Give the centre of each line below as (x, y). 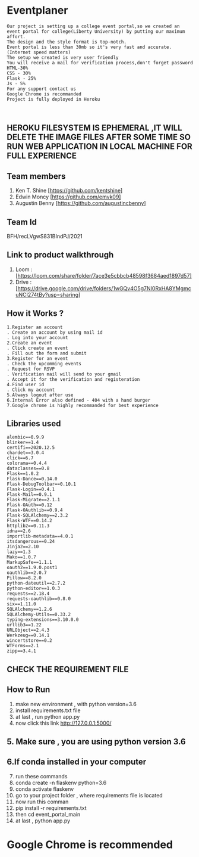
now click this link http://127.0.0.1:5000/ (63, 723)
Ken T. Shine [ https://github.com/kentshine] (69, 191)
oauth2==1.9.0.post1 (32, 568)
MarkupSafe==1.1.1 (29, 563)
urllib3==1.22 (24, 625)
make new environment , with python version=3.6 (76, 704)
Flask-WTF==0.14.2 (29, 521)
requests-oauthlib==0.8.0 (39, 599)
